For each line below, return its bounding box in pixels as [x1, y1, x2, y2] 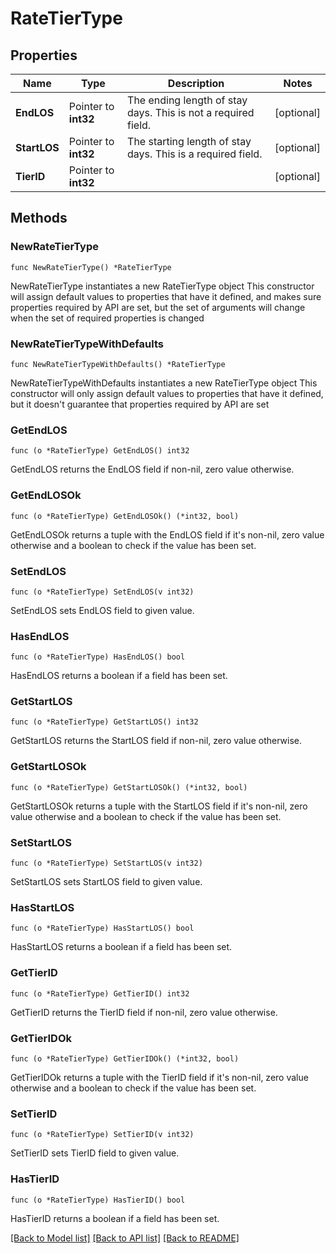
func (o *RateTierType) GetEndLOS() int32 [10, 446, 190, 456]
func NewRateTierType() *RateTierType [10, 262, 172, 272]
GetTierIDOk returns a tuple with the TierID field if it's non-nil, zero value [10, 1071, 309, 1083]
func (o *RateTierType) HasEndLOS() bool [10, 652, 186, 662]
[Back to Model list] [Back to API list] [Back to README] [10, 1232, 240, 1244]
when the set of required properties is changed [10, 312, 205, 324]
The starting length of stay [127, 135, 252, 148]
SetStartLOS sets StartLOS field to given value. [10, 876, 203, 888]
